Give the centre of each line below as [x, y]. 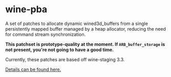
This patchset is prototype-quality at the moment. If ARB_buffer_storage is [85, 44]
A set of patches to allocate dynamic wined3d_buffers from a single [77, 23]
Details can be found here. [33, 69]
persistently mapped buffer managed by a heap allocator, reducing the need [86, 29]
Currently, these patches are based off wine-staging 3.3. [65, 59]
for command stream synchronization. [46, 34]
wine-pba [26, 9]
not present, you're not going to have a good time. [60, 49]
